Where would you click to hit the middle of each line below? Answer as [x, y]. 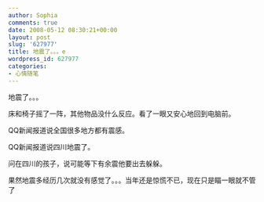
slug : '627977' [33, 45]
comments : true [33, 23]
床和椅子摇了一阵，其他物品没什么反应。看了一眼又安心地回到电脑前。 [122, 114]
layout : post [29, 37]
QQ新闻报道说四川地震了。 [51, 146]
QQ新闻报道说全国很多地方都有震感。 [69, 130]
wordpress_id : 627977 [44, 60]
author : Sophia [33, 15]
